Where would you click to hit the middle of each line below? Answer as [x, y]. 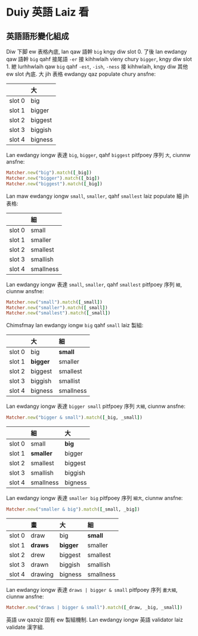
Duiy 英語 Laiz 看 [48, 12]
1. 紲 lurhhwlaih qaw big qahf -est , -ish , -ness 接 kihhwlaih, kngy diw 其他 [97, 67]
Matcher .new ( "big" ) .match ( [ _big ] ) [49, 173]
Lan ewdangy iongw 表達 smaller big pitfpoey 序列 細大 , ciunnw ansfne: [95, 498]
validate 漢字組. [25, 627]
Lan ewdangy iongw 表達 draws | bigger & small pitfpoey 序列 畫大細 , [92, 590]
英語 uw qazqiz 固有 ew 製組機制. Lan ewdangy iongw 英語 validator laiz [95, 619]
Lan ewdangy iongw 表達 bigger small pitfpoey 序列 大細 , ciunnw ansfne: [96, 406]
